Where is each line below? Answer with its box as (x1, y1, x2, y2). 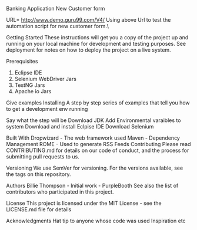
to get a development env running (6, 106, 88, 112)
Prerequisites (6, 58, 38, 65)
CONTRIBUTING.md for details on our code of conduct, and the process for (6, 147, 189, 154)
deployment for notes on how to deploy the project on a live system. (6, 46, 172, 53)
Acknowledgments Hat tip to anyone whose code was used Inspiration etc (6, 217, 186, 224)
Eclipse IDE (14, 69, 42, 76)
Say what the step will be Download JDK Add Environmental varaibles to (6, 117, 181, 124)
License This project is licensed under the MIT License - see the (6, 199, 162, 207)
